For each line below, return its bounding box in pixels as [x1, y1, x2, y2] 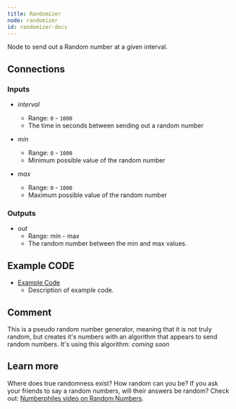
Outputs [7, 208, 37, 218]
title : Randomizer [7, 10, 61, 18]
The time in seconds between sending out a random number [27, 121, 204, 130]
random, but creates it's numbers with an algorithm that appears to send [7, 332, 218, 341]
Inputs [7, 84, 30, 94]
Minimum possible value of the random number [27, 156, 166, 165]
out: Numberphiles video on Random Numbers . [7, 394, 144, 402]
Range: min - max [27, 232, 80, 240]
